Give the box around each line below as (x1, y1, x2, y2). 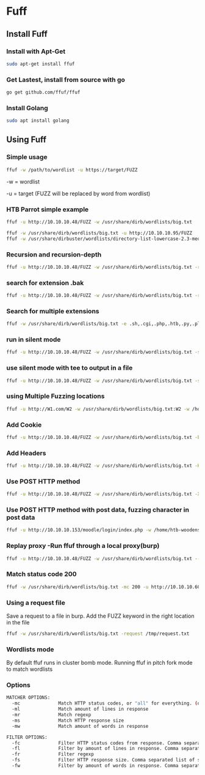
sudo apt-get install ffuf (6, 61, 75, 67)
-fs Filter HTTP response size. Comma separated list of (12, 757, 195, 763)
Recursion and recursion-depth (6, 250, 102, 258)
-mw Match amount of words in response (12, 723, 149, 729)
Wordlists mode (6, 645, 54, 653)
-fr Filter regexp (12, 751, 95, 757)
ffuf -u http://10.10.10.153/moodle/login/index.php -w (6, 527, 151, 533)
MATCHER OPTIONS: (6, 695, 51, 701)
